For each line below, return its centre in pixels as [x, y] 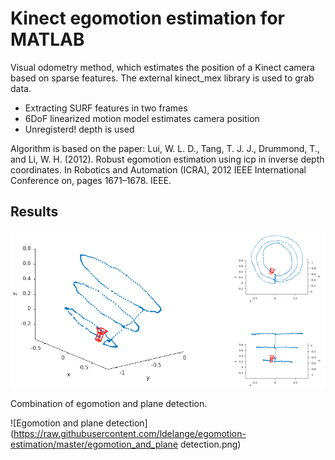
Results [34, 212]
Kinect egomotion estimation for [147, 18]
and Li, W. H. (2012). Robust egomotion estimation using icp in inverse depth [167, 159]
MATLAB [47, 39]
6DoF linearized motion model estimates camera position [142, 118]
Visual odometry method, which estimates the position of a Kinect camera [162, 67]
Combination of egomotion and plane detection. [109, 404]
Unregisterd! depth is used [79, 129]
